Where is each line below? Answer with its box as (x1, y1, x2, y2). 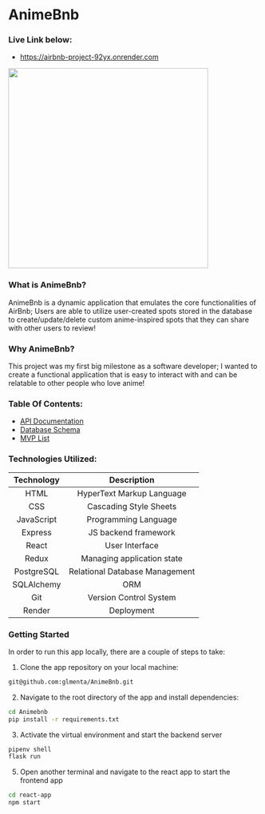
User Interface (105, 539, 160, 551)
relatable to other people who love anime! (8, 379, 145, 388)
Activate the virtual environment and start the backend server (19, 730, 223, 740)
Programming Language (86, 514, 177, 525)
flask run (8, 752, 42, 761)
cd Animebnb (8, 708, 48, 716)
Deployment (109, 604, 155, 616)
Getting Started (8, 628, 69, 640)
